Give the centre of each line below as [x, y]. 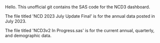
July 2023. [16, 21]
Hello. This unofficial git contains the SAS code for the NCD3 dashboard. [78, 7]
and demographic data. [28, 36]
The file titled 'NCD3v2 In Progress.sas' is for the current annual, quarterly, [80, 30]
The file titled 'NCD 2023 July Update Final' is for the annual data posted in [80, 16]
